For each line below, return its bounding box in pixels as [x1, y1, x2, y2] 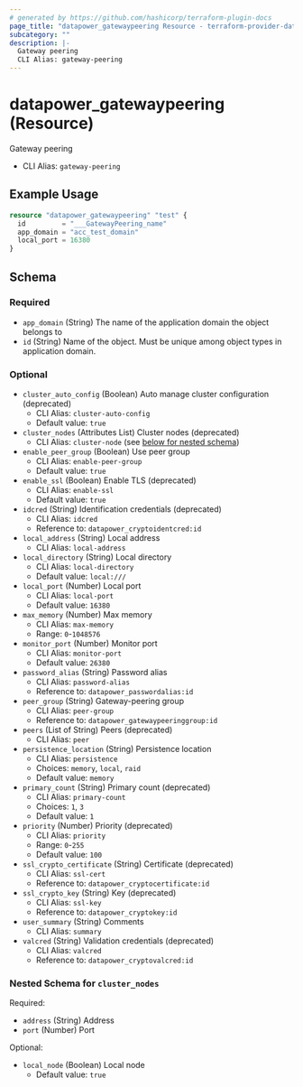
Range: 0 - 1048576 [35, 628, 101, 639]
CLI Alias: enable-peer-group [35, 456, 142, 467]
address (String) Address [22, 1015, 115, 1026]
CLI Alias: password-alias [35, 676, 131, 687]
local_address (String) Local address [22, 533, 161, 543]
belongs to [22, 326, 63, 337]
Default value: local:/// [35, 571, 126, 582]
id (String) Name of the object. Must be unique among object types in [22, 336, 282, 347]
